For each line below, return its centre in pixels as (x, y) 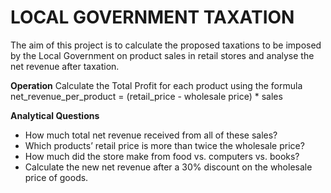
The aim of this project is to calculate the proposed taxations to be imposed (166, 45)
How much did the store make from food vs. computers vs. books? (162, 156)
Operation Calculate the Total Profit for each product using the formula (156, 85)
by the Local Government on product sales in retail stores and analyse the (162, 55)
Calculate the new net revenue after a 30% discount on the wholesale (168, 167)
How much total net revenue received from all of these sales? (151, 135)
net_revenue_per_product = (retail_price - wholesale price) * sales (146, 96)
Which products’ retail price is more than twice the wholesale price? (164, 145)
